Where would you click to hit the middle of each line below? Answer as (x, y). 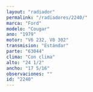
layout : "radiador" (31, 12)
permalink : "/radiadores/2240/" (47, 18)
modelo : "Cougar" (28, 29)
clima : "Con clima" (31, 57)
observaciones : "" (29, 74)
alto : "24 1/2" (25, 62)
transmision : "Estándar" (37, 46)
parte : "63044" (25, 51)
